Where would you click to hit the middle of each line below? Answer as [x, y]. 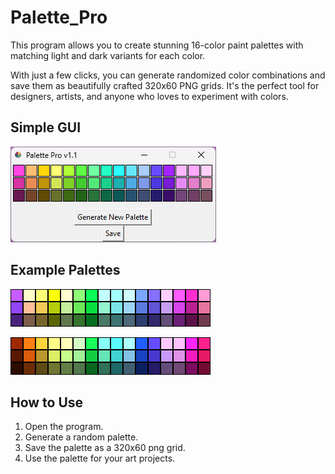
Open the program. [64, 427]
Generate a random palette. [81, 437]
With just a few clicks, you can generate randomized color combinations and [168, 75]
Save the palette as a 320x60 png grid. [105, 448]
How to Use [47, 402]
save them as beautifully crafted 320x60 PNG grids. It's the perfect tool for [165, 85]
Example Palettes [65, 270]
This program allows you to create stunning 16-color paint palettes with [157, 45]
